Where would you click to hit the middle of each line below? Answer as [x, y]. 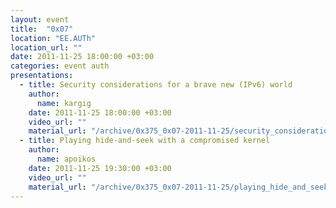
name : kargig [64, 103]
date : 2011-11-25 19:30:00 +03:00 [100, 168]
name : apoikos [66, 159]
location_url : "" [46, 47]
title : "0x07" [42, 29]
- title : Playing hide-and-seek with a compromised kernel [145, 141]
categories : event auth [60, 66]
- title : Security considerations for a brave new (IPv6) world [156, 85]
